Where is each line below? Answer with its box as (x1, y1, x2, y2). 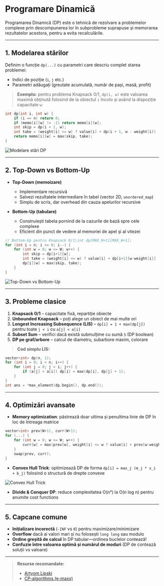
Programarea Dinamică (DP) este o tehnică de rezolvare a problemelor (5, 20, 146, 25)
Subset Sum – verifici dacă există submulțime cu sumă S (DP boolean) (12, 331, 154, 337)
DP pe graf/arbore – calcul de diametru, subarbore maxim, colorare (12, 337, 148, 342)
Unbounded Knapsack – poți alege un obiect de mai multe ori (12, 316, 137, 321)
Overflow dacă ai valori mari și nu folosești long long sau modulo (12, 531, 144, 537)
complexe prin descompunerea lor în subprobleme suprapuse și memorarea (5, 24, 158, 30)
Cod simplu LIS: (17, 346, 50, 352)
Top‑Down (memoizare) (12, 179, 62, 185)
